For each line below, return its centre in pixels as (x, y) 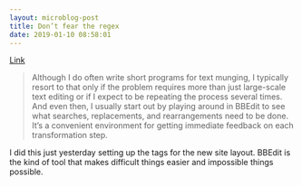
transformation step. (70, 135)
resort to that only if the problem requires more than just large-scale (159, 88)
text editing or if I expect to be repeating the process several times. (157, 97)
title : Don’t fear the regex (64, 26)
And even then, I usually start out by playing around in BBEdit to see (158, 107)
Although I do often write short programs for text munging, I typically (160, 78)
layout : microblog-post (54, 18)
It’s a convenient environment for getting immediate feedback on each (163, 126)
